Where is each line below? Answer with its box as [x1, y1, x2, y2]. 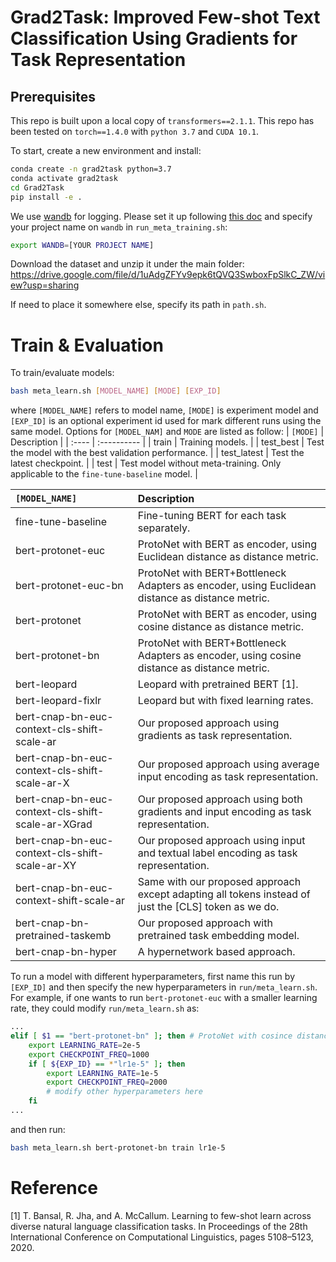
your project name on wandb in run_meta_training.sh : [10, 221, 228, 233]
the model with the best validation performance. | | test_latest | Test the [10, 447, 305, 459]
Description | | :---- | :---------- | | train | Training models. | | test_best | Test [10, 436, 325, 448]
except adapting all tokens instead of [137, 887, 311, 901]
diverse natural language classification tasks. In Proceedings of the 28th [10, 1220, 308, 1232]
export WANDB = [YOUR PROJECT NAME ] [10, 240, 155, 250]
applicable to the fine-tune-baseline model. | [10, 468, 198, 480]
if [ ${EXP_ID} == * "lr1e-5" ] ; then [28, 1059, 186, 1069]
